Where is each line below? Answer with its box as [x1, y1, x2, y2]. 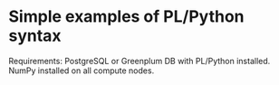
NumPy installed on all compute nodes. [8, 65, 155, 76]
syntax [8, 25, 62, 46]
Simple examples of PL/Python [8, 6, 245, 27]
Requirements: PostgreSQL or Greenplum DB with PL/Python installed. [8, 55, 271, 66]
